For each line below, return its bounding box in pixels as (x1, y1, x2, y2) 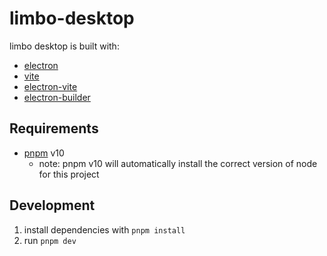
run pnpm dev (23, 234, 77, 246)
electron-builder (23, 91, 91, 103)
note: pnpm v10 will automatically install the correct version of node (38, 157, 318, 169)
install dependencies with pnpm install (23, 223, 186, 236)
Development (9, 197, 96, 214)
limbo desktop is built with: (9, 40, 120, 52)
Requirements (9, 120, 99, 137)
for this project (38, 168, 100, 180)
